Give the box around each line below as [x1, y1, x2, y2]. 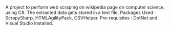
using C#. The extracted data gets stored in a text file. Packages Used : [5, 9, 156, 15]
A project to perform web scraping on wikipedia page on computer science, [5, 4, 165, 10]
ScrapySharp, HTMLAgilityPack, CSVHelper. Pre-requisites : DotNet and [5, 15, 158, 20]
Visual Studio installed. [5, 20, 54, 26]
